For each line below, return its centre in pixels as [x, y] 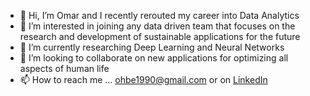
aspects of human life [64, 68]
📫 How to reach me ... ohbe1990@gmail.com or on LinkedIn [143, 79]
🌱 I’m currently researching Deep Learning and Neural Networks [152, 47]
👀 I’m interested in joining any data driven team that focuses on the [157, 26]
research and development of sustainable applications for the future [160, 36]
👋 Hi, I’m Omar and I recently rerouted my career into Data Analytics [159, 15]
